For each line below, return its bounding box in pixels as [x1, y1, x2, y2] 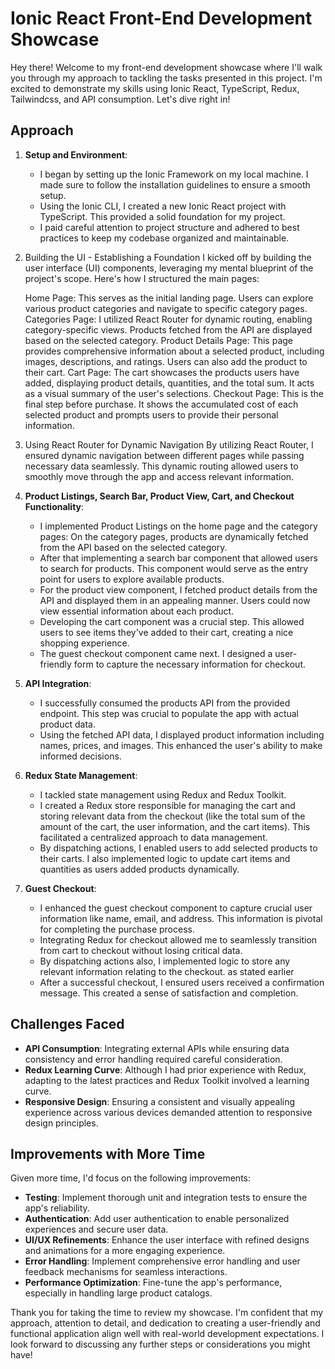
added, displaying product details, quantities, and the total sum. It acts [24, 377, 315, 389]
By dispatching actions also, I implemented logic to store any [39, 955, 291, 967]
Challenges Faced [10, 1016, 125, 1033]
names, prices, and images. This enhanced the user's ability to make [39, 739, 323, 751]
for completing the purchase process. [39, 923, 195, 935]
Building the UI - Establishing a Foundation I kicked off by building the [24, 251, 312, 263]
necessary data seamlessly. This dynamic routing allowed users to [24, 460, 299, 472]
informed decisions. [39, 750, 122, 762]
